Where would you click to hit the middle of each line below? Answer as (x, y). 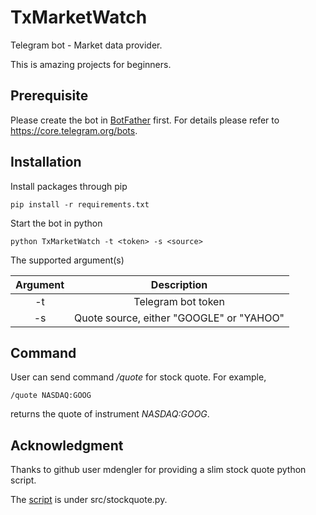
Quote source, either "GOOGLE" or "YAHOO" (179, 318)
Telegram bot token (179, 301)
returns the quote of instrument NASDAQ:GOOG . (110, 414)
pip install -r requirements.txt (80, 204)
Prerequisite (49, 96)
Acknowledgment (67, 445)
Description (179, 284)
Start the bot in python (56, 223)
